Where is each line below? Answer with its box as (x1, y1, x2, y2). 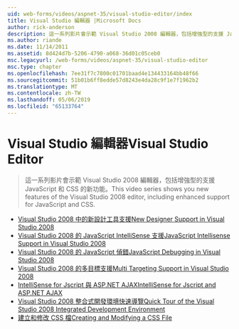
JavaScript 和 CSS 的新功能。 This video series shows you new (24, 184, 209, 193)
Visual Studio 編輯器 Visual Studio (7, 136, 208, 152)
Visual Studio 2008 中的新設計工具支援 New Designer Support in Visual (17, 215, 225, 223)
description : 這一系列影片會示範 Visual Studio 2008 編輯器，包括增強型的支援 (7, 30, 224, 38)
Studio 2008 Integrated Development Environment (17, 305, 166, 313)
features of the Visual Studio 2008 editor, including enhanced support (24, 193, 230, 201)
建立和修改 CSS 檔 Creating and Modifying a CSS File (17, 313, 173, 322)
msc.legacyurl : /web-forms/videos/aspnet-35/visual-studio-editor (7, 57, 208, 64)
